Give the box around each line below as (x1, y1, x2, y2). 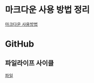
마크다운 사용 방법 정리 (5, 4, 90, 15)
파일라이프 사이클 (5, 59, 54, 67)
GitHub (5, 39, 34, 50)
